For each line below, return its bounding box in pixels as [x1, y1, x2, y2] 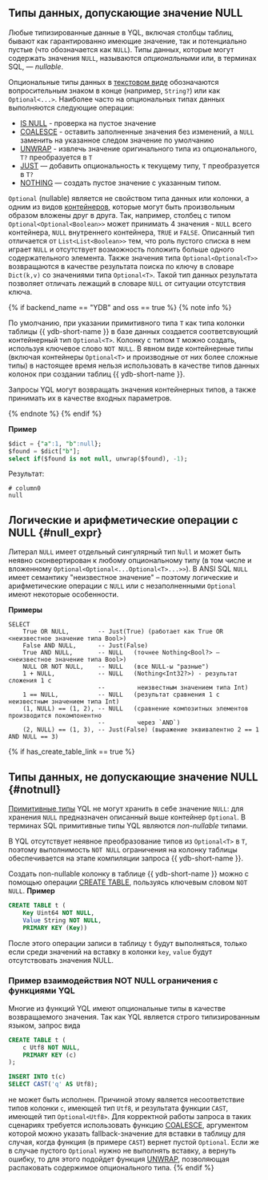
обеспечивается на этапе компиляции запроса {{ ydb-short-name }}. [8, 853, 244, 864]
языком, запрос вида [8, 1021, 81, 1030]
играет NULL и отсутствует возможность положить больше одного [8, 244, 234, 254]
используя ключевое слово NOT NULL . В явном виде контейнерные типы [8, 344, 254, 353]
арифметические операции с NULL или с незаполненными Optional [8, 581, 237, 591]
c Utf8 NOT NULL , [22, 1043, 81, 1052]
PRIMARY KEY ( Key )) [22, 924, 88, 932]
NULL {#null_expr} [8, 526, 102, 539]
